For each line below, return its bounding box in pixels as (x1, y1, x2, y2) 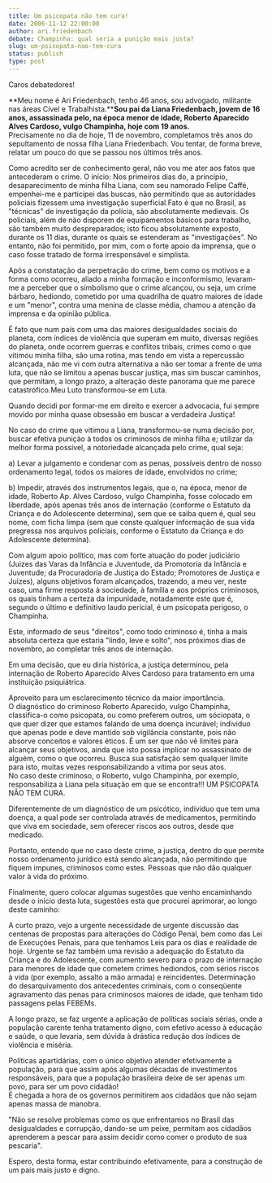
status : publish (8, 50, 63, 58)
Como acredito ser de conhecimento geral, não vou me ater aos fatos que (8, 163, 256, 173)
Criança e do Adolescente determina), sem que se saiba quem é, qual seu (8, 508, 256, 518)
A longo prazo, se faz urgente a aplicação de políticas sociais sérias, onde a (8, 1014, 263, 1023)
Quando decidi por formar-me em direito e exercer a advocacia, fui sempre (8, 401, 260, 410)
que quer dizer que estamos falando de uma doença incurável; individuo (8, 718, 251, 729)
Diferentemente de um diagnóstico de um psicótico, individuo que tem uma (8, 804, 261, 813)
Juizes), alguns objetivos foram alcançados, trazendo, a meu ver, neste (8, 576, 248, 586)
